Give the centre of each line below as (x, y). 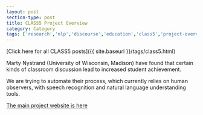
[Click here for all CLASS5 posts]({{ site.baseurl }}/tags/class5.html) (91, 51)
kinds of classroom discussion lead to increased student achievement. (94, 69)
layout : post (23, 12)
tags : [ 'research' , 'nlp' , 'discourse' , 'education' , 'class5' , (84, 34)
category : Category (31, 29)
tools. (13, 94)
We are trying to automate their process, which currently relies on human (97, 81)
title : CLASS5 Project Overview (47, 23)
